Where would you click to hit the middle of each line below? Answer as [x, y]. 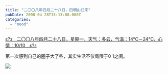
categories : [18, 19]
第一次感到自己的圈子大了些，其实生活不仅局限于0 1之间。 [66, 56]
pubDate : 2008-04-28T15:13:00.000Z [43, 15]
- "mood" [19, 24]
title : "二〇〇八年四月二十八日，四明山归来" [48, 10]
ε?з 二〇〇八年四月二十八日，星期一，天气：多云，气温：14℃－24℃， [82, 39]
